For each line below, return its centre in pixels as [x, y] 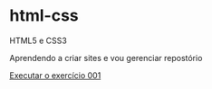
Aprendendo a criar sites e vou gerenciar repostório [106, 58]
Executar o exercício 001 [55, 75]
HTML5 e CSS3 [39, 40]
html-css [44, 16]
